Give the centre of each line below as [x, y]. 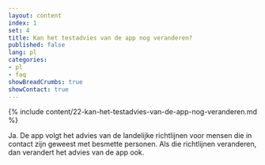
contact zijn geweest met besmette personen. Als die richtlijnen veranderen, [132, 144]
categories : [28, 60]
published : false [37, 45]
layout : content [35, 15]
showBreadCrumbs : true [45, 82]
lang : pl [23, 52]
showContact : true [38, 89]
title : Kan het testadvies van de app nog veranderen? [100, 38]
